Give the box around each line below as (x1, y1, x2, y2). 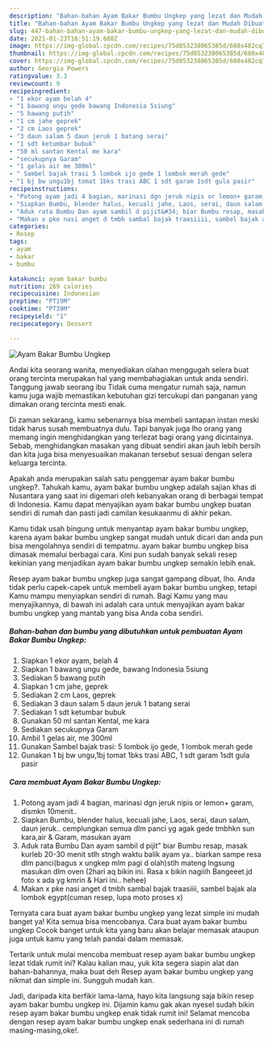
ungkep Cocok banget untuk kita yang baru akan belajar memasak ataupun (9, 925, 259, 935)
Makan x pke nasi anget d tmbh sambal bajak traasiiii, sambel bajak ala (20, 884, 257, 893)
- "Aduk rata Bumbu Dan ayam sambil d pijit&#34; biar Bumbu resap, (9, 207, 245, 215)
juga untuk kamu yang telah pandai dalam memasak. (9, 934, 184, 943)
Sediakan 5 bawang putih (20, 672, 106, 682)
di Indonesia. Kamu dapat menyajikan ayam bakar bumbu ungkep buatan (9, 499, 252, 509)
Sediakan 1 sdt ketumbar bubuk (20, 707, 126, 717)
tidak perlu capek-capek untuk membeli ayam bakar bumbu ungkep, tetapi (9, 582, 257, 591)
